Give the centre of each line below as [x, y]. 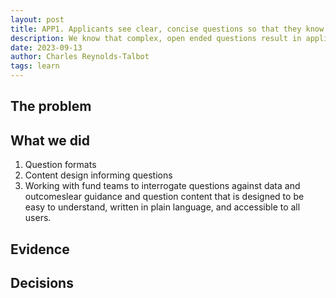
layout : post [37, 19]
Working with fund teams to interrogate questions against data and [162, 186]
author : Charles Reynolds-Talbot [80, 57]
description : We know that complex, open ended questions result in [156, 38]
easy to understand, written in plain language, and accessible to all [162, 207]
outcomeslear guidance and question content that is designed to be [164, 197]
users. [38, 218]
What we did [50, 140]
